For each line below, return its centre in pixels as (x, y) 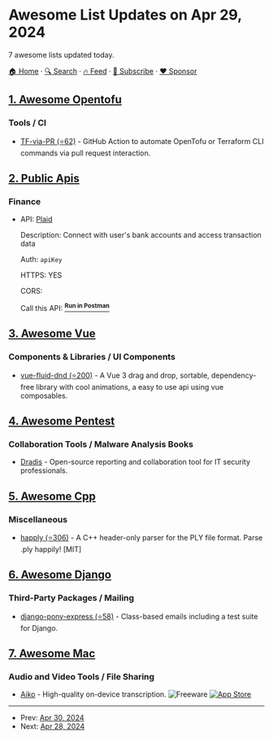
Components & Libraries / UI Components (92, 357)
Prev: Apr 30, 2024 (52, 718)
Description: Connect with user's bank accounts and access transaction (141, 235)
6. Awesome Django (60, 575)
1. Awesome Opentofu (65, 100)
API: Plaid (36, 219)
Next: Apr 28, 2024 (52, 727)
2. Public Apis (44, 179)
